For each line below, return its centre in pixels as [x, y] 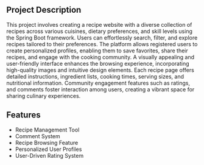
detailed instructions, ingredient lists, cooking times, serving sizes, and [95, 76]
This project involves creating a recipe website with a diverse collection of [99, 24]
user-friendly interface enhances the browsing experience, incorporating [98, 63]
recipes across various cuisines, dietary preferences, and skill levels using [100, 31]
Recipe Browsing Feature [47, 142]
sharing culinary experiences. [44, 96]
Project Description [44, 10]
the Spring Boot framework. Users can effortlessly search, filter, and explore [102, 37]
